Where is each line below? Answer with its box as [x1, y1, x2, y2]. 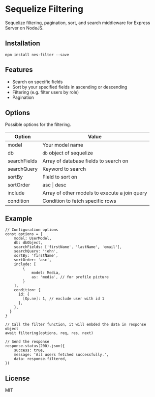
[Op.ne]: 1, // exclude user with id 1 [23, 296, 105, 301]
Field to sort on [42, 174, 78, 181]
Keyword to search [42, 166, 86, 173]
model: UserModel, [14, 236, 52, 241]
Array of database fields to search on [42, 157, 128, 164]
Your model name [42, 142, 84, 149]
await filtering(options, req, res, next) [5, 331, 93, 336]
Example [5, 214, 32, 222]
